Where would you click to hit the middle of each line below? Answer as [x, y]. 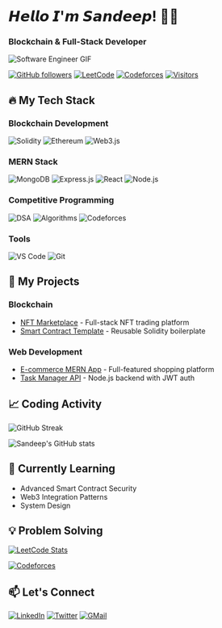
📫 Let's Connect [52, 592]
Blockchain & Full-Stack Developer [77, 42]
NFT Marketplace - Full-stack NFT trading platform [105, 322]
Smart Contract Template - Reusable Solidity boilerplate [113, 331]
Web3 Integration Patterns [64, 496]
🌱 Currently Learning [62, 469]
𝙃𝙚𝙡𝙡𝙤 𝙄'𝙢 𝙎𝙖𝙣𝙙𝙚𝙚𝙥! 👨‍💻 [94, 17]
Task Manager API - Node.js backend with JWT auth [107, 378]
